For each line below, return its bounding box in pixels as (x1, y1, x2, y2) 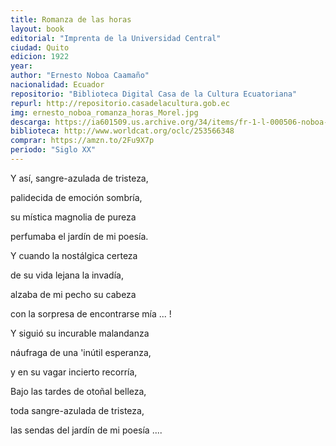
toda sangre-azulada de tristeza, (10, 404, 145, 416)
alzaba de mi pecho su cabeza (10, 288, 137, 300)
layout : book (10, 24, 65, 34)
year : (10, 61, 33, 71)
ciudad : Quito (10, 42, 70, 53)
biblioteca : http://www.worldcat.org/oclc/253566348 (10, 126, 235, 136)
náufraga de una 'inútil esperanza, (10, 346, 152, 358)
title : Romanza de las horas (10, 14, 132, 25)
